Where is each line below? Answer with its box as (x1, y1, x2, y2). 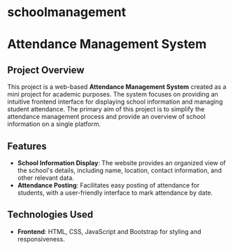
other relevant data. (17, 174, 75, 182)
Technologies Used (7, 209, 93, 221)
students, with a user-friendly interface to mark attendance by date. (17, 188, 213, 197)
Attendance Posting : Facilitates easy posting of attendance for (17, 181, 200, 189)
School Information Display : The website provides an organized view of (17, 159, 226, 167)
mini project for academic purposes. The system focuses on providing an (7, 90, 218, 99)
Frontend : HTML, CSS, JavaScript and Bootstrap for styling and (17, 227, 202, 235)
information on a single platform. (7, 120, 101, 128)
